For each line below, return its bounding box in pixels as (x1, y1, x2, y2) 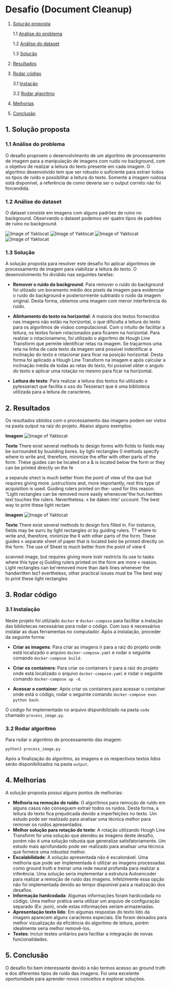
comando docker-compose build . (12, 655, 82, 661)
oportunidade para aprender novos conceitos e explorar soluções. (5, 976, 145, 982)
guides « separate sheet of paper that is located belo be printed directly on (5, 539, 164, 545)
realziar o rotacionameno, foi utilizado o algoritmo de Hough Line (12, 335, 150, 342)
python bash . (12, 696, 40, 703)
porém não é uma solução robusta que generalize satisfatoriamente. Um (12, 837, 166, 844)
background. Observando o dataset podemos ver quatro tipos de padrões (5, 215, 162, 221)
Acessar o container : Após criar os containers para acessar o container (12, 686, 165, 692)
